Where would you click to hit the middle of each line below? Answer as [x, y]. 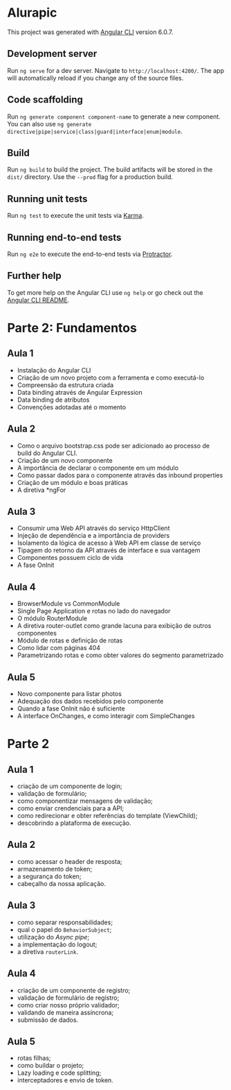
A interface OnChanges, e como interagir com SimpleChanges [106, 716]
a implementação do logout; [57, 944]
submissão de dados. [48, 1020]
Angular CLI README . [38, 300]
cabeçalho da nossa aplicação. [61, 883]
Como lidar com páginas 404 [58, 648]
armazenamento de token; [55, 869]
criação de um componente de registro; [74, 990]
